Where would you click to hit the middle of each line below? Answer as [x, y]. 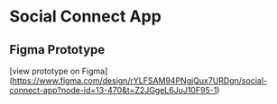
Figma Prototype [57, 50]
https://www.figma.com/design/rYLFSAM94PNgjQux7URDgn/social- [140, 81]
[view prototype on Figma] [59, 71]
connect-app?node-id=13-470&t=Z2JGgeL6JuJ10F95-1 [113, 90]
